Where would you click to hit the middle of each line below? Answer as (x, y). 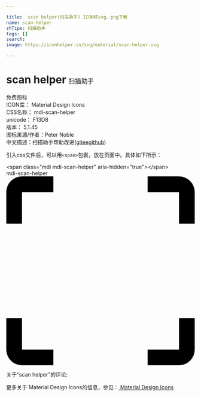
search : (16, 40)
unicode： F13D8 (28, 119)
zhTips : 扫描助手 (26, 28)
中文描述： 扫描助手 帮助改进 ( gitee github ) (56, 142)
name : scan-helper (29, 22)
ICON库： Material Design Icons (45, 104)
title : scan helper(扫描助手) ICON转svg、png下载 (67, 17)
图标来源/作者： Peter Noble (40, 134)
